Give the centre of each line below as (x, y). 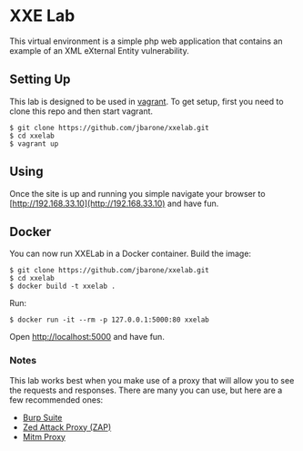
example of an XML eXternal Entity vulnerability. (99, 50)
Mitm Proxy (44, 436)
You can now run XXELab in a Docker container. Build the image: (131, 254)
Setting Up (40, 80)
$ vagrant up (34, 143)
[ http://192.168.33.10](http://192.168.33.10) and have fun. (114, 203)
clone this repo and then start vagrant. (81, 111)
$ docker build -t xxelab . (63, 287)
